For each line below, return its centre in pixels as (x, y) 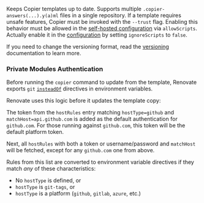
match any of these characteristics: (51, 169)
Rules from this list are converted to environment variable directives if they (100, 162)
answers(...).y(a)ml (33, 16)
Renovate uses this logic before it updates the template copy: (84, 101)
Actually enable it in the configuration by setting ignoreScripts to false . (97, 35)
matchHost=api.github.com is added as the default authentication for (92, 119)
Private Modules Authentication (55, 68)
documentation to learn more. (44, 53)
